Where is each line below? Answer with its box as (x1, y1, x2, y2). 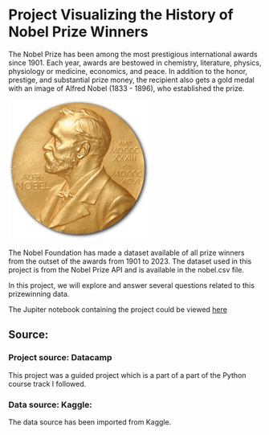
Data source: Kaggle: (8, 399, 92, 410)
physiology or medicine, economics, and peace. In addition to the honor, (8, 66, 247, 76)
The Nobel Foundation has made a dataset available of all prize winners (8, 248, 245, 257)
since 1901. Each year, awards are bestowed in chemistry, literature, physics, (8, 58, 262, 68)
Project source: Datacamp (8, 352, 112, 363)
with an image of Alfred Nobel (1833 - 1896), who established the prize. (8, 83, 245, 93)
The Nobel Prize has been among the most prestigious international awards (8, 49, 259, 59)
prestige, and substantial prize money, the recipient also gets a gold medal (8, 75, 255, 84)
